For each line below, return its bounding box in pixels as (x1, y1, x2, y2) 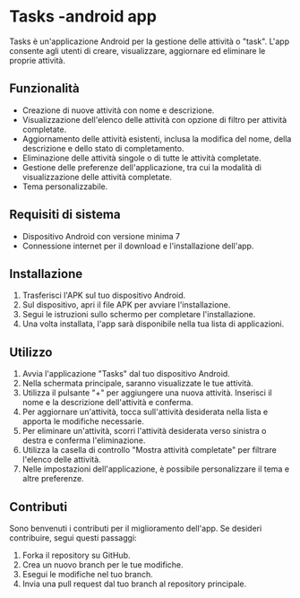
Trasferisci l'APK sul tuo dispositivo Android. (21, 290, 186, 301)
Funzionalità (9, 81, 80, 96)
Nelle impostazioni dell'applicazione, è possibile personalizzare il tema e (21, 464, 289, 474)
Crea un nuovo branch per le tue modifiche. (21, 559, 184, 570)
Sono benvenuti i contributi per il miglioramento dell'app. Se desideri (9, 523, 262, 533)
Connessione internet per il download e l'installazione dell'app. (21, 240, 254, 251)
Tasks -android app (9, 6, 157, 27)
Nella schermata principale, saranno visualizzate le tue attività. (21, 378, 253, 389)
